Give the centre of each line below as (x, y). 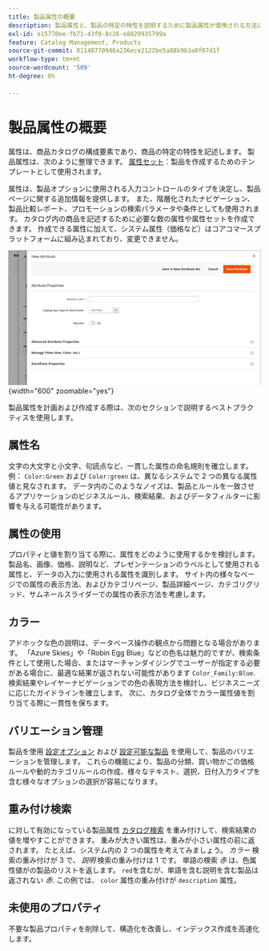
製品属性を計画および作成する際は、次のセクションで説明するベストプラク (131, 407)
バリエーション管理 (56, 730)
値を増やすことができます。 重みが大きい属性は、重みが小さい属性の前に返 (132, 840)
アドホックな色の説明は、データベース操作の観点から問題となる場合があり (131, 643)
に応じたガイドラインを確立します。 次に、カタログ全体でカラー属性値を (128, 693)
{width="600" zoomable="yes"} (61, 391)
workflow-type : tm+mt (44, 59)
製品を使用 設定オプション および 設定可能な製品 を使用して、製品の (121, 752)
